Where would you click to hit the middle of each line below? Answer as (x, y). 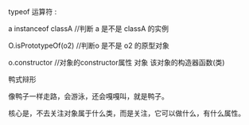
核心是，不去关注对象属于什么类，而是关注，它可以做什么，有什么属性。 (126, 113)
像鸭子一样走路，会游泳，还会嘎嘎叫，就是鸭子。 (88, 96)
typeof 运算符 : (33, 12)
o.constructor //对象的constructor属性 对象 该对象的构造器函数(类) (117, 62)
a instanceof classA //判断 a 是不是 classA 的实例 (89, 29)
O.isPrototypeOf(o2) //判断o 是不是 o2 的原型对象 (89, 45)
